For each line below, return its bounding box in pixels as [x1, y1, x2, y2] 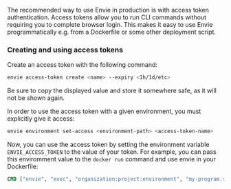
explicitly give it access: [7, 115, 75, 123]
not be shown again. [7, 94, 65, 102]
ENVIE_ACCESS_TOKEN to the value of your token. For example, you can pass [7, 148, 217, 156]
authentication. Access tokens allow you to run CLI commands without [7, 13, 207, 21]
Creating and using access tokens [7, 45, 124, 54]
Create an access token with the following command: [7, 61, 158, 69]
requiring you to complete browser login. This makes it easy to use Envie [7, 21, 213, 28]
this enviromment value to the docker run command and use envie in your [7, 155, 217, 163]
